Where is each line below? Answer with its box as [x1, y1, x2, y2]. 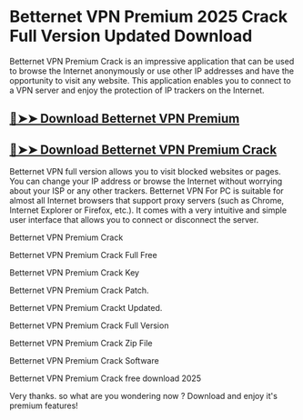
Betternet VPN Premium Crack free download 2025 [9, 373, 202, 384]
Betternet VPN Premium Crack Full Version [9, 320, 169, 331]
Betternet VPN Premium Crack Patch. [9, 285, 149, 296]
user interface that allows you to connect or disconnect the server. [9, 215, 259, 225]
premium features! [9, 400, 79, 411]
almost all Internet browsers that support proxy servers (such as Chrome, [9, 195, 285, 206]
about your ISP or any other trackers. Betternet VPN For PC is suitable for [9, 185, 284, 196]
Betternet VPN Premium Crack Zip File [9, 338, 153, 349]
